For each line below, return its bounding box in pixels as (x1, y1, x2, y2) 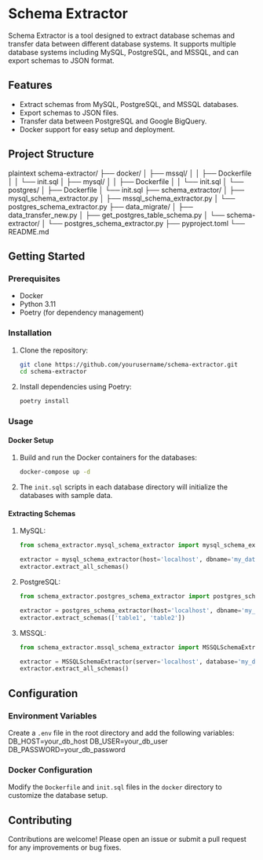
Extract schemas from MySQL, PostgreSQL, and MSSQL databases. (19, 99, 239, 109)
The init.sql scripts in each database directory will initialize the (19, 482, 228, 492)
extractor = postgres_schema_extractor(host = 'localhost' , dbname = (19, 607, 242, 615)
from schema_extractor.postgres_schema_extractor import (19, 592, 210, 600)
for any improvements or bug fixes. (8, 843, 122, 852)
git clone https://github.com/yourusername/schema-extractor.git (19, 360, 238, 368)
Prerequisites (8, 273, 60, 284)
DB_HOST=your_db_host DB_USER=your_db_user (8, 736, 169, 746)
